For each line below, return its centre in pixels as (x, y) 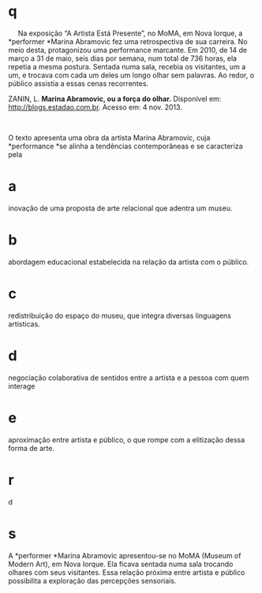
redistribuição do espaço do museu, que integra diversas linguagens (120, 315)
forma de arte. (32, 448)
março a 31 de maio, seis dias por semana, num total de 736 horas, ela (123, 58)
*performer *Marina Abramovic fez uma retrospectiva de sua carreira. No (128, 41)
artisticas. (24, 324)
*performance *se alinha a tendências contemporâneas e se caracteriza (125, 146)
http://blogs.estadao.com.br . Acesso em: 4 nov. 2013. (95, 107)
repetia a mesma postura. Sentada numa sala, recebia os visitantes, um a (127, 66)
